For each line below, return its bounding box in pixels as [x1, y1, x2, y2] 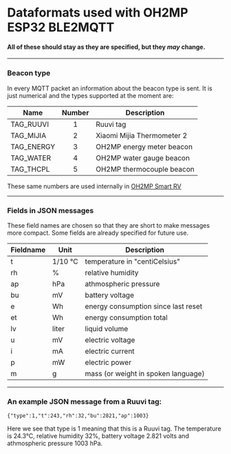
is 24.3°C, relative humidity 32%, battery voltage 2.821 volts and [7, 432, 189, 440]
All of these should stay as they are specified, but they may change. [7, 43, 206, 51]
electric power [85, 357, 132, 367]
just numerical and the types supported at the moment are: [7, 91, 174, 99]
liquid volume [85, 324, 129, 333]
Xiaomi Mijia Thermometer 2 [96, 130, 188, 140]
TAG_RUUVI [10, 119, 49, 129]
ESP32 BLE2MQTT [7, 19, 115, 35]
